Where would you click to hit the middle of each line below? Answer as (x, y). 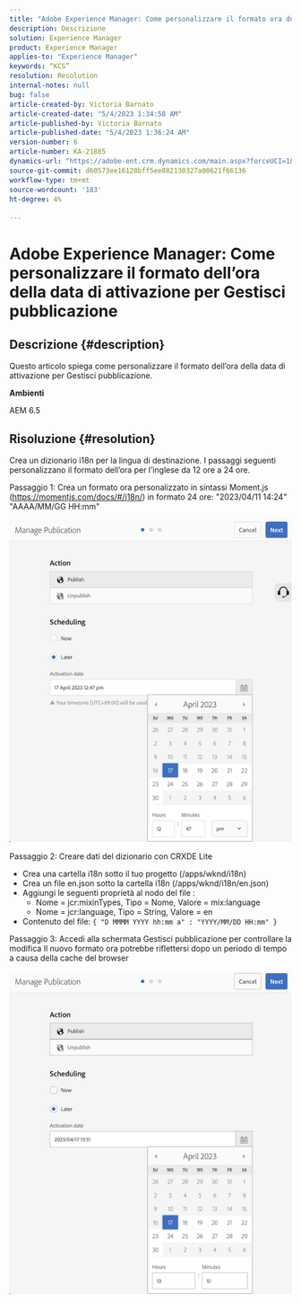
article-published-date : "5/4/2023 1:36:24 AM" (100, 133)
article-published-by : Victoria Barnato (86, 123)
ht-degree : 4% (36, 199)
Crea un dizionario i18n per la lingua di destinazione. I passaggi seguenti (142, 460)
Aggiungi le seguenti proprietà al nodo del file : (108, 893)
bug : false (30, 94)
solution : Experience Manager (66, 38)
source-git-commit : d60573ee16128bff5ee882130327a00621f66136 (128, 171)
